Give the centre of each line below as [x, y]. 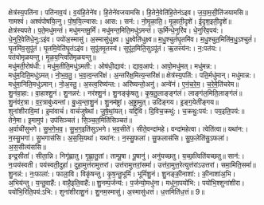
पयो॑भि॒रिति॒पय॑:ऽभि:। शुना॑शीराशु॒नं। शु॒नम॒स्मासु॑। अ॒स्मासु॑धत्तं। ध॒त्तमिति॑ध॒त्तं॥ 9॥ [107, 192]
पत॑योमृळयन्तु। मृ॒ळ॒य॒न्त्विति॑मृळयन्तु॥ [52, 57]
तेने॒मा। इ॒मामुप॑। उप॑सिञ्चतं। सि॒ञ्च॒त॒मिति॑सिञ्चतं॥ [70, 120]
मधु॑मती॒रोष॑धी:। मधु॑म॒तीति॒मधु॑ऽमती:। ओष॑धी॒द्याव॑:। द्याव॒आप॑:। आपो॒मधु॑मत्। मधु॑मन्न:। [113, 66]
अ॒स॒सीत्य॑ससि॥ [27, 147]
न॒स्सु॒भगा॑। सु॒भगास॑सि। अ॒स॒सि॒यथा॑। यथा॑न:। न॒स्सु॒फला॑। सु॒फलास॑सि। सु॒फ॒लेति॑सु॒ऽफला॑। [118, 138]
